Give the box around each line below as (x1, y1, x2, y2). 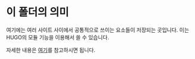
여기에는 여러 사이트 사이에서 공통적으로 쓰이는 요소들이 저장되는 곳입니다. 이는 (6, 26, 190, 33)
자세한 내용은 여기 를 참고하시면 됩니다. (6, 46, 95, 54)
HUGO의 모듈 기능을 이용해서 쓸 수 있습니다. (6, 33, 109, 41)
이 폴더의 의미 (6, 5, 69, 19)
